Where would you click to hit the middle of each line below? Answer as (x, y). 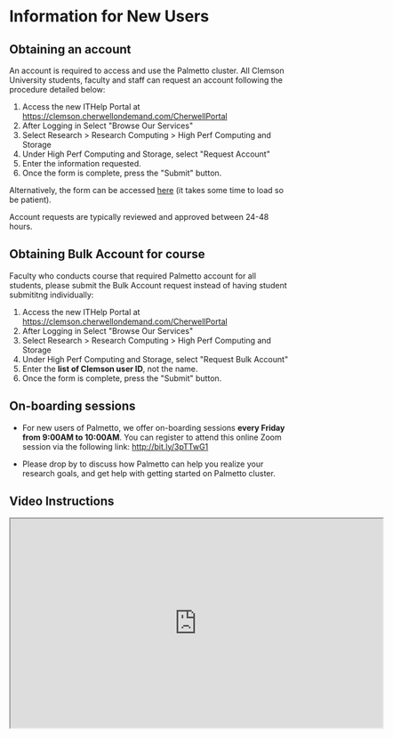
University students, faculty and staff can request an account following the (146, 80)
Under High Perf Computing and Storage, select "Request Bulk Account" (155, 359)
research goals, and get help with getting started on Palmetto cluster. (148, 473)
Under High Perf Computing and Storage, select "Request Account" (146, 154)
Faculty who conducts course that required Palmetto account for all (132, 276)
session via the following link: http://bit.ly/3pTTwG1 (115, 446)
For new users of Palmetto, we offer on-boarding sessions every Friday (153, 427)
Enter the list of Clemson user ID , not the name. (110, 369)
